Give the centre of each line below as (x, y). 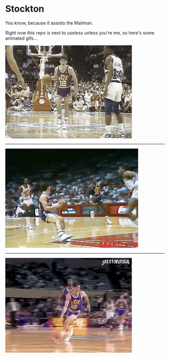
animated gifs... (22, 38)
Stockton (25, 9)
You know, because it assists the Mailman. (49, 23)
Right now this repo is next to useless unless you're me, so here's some (80, 33)
